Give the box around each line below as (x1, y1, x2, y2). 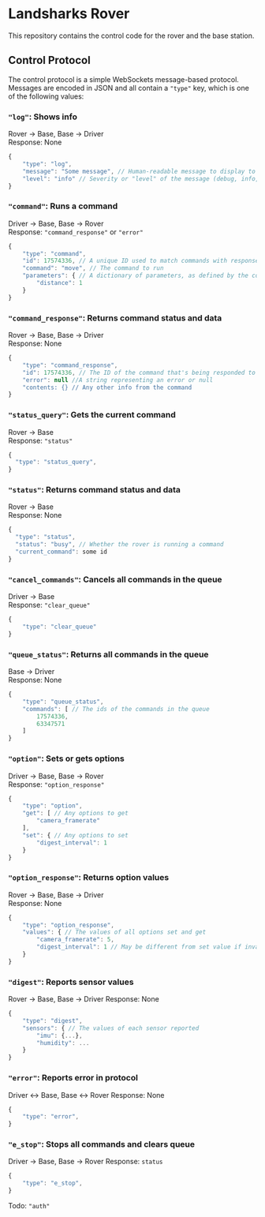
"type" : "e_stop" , (22, 1179, 83, 1188)
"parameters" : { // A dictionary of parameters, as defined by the (22, 271, 248, 280)
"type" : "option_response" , (22, 921, 114, 929)
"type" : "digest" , (22, 1017, 83, 1024)
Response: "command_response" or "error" (8, 227, 144, 237)
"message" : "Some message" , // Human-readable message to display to (22, 167, 256, 175)
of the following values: (8, 92, 84, 101)
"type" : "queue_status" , (22, 698, 104, 706)
